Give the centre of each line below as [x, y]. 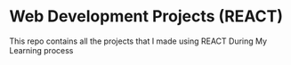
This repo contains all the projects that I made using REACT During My [138, 41]
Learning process [41, 50]
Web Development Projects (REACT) [146, 16]
